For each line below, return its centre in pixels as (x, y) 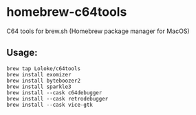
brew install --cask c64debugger (54, 93)
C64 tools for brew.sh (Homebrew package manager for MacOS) (98, 31)
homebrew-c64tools (67, 12)
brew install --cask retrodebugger (57, 98)
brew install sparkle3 (39, 87)
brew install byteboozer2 (43, 81)
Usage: (22, 53)
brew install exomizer (39, 74)
